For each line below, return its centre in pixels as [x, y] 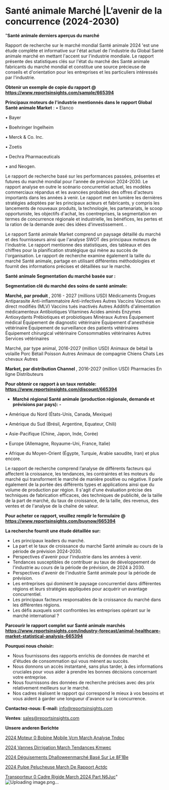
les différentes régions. [36, 605]
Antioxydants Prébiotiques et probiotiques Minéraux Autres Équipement [80, 317]
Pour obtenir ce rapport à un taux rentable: [51, 384]
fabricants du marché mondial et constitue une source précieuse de [76, 67]
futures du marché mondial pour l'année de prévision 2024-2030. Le [77, 181]
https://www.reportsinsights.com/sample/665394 [60, 92]
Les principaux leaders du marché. [48, 540]
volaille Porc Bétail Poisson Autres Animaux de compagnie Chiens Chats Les [84, 354]
